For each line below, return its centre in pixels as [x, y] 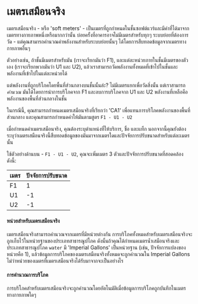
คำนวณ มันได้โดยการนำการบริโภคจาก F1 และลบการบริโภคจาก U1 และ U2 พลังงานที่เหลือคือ [97, 92]
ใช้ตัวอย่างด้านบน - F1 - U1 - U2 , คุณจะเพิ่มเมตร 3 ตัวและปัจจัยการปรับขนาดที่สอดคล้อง [95, 154]
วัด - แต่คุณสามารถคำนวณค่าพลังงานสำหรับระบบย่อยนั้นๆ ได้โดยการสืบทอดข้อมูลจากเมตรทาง [97, 41]
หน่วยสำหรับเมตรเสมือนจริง [33, 221]
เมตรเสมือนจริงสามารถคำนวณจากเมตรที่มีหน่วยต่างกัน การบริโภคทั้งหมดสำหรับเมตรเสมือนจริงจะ [100, 234]
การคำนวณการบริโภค [28, 274]
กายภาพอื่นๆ [19, 48]
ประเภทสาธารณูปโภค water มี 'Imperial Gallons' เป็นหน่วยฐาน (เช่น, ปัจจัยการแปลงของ [96, 248]
